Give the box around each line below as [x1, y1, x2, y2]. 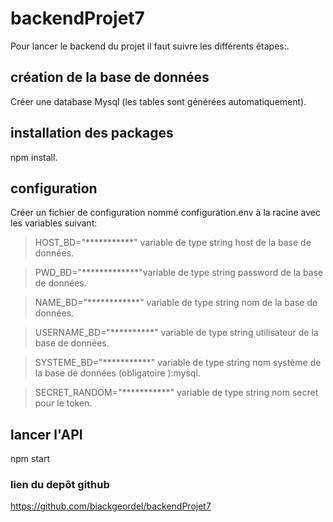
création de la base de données [10, 69, 210, 86]
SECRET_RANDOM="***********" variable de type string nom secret [34, 387, 319, 399]
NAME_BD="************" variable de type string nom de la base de [34, 297, 318, 309]
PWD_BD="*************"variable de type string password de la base [34, 267, 324, 279]
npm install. [10, 151, 58, 163]
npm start [10, 453, 51, 465]
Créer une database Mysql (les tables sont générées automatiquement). [10, 95, 307, 107]
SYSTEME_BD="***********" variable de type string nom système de [34, 357, 322, 369]
